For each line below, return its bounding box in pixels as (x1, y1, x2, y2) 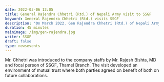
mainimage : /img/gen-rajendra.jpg (5, 30, 76, 35)
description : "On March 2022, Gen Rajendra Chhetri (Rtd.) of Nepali (5, 20, 150, 26)
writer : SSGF (5, 35, 32, 40)
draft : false (5, 39, 32, 44)
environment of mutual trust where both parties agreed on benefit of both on (5, 67, 159, 73)
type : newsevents (5, 43, 41, 48)
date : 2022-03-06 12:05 (5, 7, 54, 12)
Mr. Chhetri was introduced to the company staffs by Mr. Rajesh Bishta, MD (5, 57, 157, 62)
